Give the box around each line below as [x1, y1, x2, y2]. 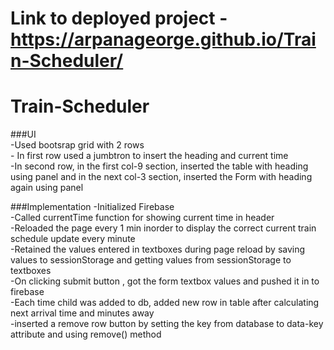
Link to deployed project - [10, 7, 228, 30]
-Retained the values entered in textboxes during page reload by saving [10, 243, 306, 256]
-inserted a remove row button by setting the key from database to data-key [10, 318, 324, 330]
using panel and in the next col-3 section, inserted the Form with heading [10, 171, 313, 183]
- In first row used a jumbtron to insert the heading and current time [10, 150, 289, 162]
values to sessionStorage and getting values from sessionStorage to [10, 254, 292, 266]
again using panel [10, 182, 84, 194]
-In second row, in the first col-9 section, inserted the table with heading [10, 160, 309, 172]
